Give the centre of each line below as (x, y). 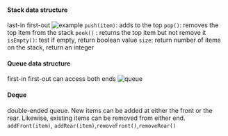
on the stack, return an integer (51, 47)
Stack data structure (38, 10)
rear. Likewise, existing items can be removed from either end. (96, 118)
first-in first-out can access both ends (62, 79)
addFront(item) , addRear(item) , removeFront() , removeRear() (92, 125)
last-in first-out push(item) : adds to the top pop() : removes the (113, 25)
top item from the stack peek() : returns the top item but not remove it (107, 33)
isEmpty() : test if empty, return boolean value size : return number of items (114, 40)
